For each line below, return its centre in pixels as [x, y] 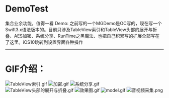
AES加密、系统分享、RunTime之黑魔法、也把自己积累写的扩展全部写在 [87, 36]
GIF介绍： [26, 69]
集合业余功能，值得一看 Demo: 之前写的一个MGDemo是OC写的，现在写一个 [83, 23]
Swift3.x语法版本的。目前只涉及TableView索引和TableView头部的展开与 [79, 29]
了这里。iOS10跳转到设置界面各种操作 [44, 42]
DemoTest [27, 9]
